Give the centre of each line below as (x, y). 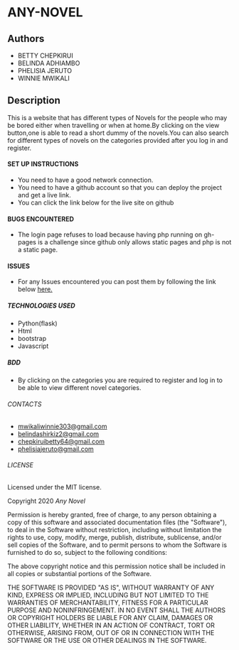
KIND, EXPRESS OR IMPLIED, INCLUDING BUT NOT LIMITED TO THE (108, 595)
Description (34, 101)
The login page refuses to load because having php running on (110, 234)
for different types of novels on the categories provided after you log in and (118, 140)
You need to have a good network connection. (85, 180)
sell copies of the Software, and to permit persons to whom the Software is (117, 545)
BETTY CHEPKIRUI (45, 55)
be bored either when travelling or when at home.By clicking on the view (113, 125)
